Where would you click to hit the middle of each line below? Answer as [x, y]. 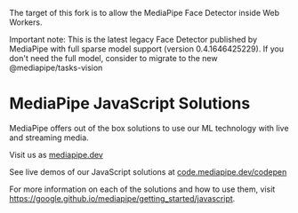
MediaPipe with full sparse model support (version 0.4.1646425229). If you [147, 49]
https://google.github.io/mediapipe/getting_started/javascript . [122, 198]
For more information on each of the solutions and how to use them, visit [142, 189]
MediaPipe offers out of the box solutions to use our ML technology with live [149, 128]
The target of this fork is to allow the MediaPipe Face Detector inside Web [145, 13]
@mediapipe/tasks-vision [56, 67]
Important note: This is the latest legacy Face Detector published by [133, 39]
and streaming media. [49, 138]
